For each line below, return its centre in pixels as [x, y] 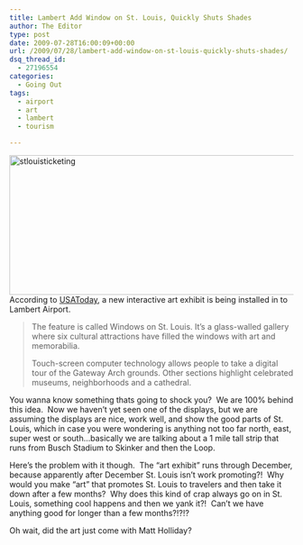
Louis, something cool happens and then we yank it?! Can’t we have [137, 504]
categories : [32, 77]
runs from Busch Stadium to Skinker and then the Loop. [112, 448]
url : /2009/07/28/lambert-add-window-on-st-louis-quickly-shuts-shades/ [149, 51]
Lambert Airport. [40, 309]
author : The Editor [46, 26]
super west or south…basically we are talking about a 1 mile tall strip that [144, 438]
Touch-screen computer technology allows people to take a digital [155, 363]
